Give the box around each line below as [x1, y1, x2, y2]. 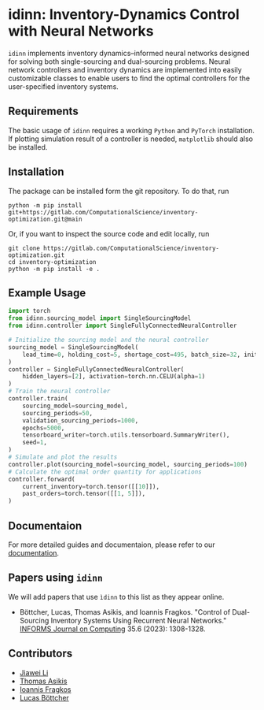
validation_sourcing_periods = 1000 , [22, 416, 139, 425]
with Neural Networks [8, 22, 154, 40]
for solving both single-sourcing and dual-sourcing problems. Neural [8, 57, 231, 66]
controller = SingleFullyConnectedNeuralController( [8, 365, 185, 374]
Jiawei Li [19, 667, 49, 677]
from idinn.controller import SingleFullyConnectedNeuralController [8, 322, 237, 330]
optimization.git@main [8, 215, 82, 223]
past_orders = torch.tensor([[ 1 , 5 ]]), [22, 490, 146, 498]
